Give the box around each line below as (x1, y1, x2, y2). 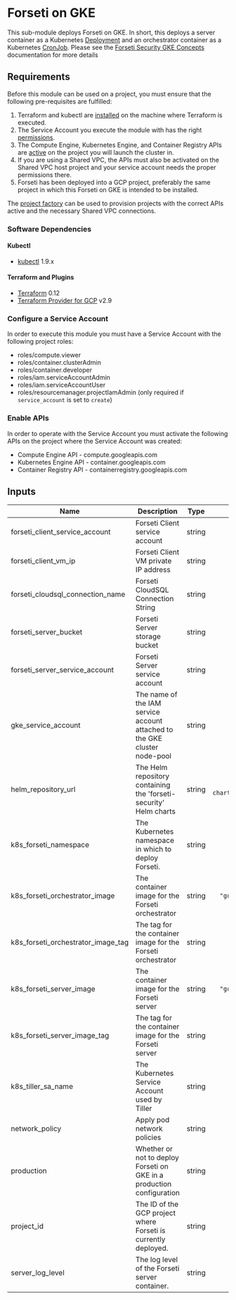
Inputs (7, 486, 37, 498)
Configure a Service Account (7, 314, 109, 323)
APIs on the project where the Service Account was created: (7, 437, 183, 445)
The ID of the (136, 1199, 179, 1209)
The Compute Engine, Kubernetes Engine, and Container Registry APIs (17, 141, 223, 149)
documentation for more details (7, 51, 98, 59)
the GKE (136, 733, 163, 743)
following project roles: (7, 337, 74, 346)
